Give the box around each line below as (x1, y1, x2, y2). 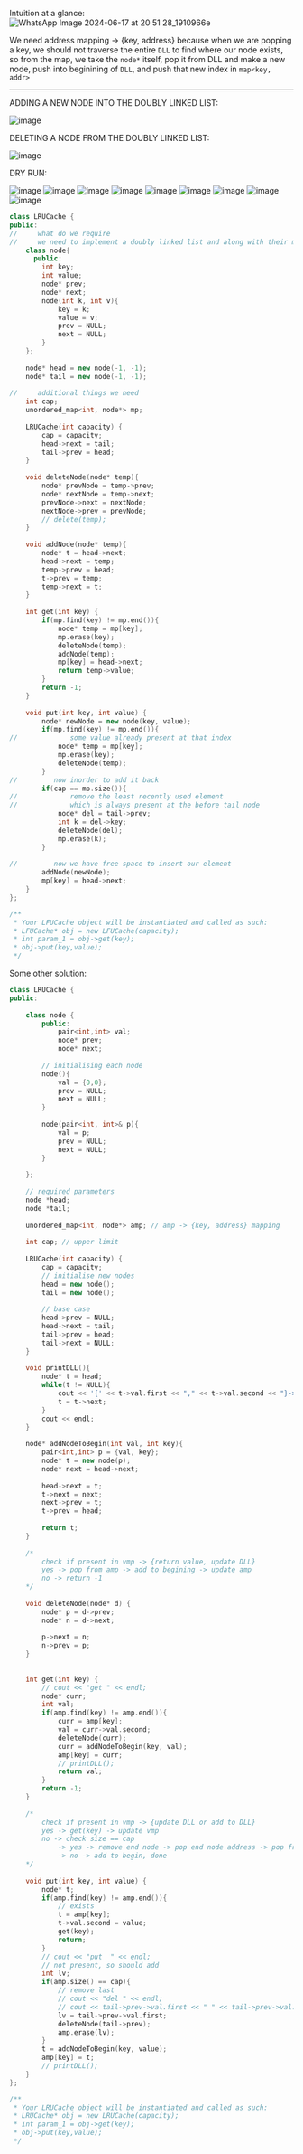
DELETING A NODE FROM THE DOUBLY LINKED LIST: (9, 133, 210, 143)
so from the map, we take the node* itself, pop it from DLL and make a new (9, 54, 286, 64)
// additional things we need (9, 389, 140, 398)
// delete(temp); (41, 515, 106, 524)
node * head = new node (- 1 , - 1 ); (25, 364, 147, 373)
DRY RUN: (9, 167, 48, 178)
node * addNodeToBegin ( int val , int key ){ (25, 1440, 183, 1449)
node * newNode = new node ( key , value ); (41, 716, 192, 726)
